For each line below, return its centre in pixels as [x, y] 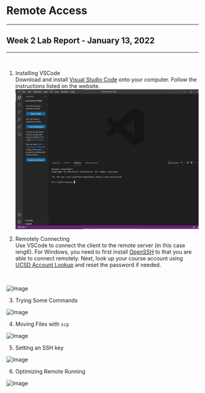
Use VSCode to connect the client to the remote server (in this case [100, 246]
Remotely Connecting [42, 239]
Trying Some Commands [46, 301]
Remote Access [47, 11]
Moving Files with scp [42, 324]
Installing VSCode [38, 73]
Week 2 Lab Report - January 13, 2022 [81, 41]
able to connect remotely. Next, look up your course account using [99, 259]
